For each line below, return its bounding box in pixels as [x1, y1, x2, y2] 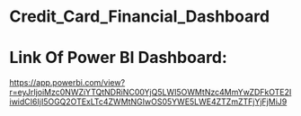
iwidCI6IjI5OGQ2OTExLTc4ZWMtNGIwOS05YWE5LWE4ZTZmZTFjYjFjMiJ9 [9, 96, 288, 107]
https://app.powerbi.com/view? [9, 77, 126, 88]
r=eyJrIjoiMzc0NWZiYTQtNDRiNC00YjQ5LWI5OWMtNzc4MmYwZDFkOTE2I [9, 87, 292, 98]
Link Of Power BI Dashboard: [9, 48, 227, 68]
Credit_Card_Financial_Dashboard [9, 6, 270, 27]
